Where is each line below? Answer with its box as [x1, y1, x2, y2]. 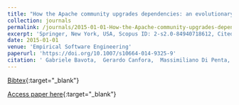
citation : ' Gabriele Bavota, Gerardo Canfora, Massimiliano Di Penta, [7, 57, 231, 64]
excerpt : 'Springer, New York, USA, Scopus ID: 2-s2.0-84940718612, [7, 30, 215, 38]
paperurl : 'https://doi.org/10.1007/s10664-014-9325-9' [7, 50, 176, 57]
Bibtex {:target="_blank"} [7, 76, 80, 84]
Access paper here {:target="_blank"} [7, 89, 117, 98]
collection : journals [7, 17, 72, 24]
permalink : [7, 23, 40, 31]
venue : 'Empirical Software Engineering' [7, 43, 132, 50]
